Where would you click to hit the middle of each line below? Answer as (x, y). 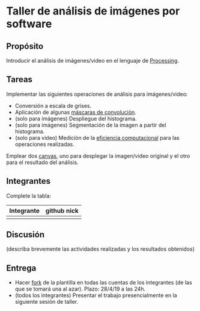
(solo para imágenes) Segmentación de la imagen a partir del (90, 125)
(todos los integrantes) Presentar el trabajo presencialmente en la (96, 295)
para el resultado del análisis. (43, 162)
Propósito (25, 46)
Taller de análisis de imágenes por (93, 11)
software (29, 24)
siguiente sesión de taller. (47, 302)
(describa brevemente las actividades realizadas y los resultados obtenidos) (101, 249)
